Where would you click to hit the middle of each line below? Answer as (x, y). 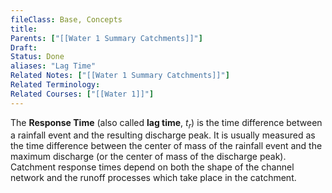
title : (24, 29)
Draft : (24, 47)
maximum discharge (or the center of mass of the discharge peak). (148, 157)
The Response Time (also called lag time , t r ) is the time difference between (166, 123)
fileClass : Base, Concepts (66, 19)
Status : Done (37, 57)
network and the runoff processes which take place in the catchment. (153, 178)
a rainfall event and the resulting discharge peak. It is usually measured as (163, 135)
